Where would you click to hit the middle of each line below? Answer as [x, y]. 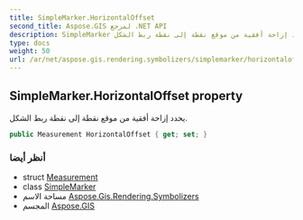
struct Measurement [60, 177]
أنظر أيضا [28, 157]
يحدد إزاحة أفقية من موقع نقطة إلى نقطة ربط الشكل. [98, 117]
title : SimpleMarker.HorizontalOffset [82, 18]
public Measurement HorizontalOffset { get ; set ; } [108, 134]
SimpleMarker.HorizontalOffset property [126, 96]
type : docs [30, 43]
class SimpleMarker [59, 187]
